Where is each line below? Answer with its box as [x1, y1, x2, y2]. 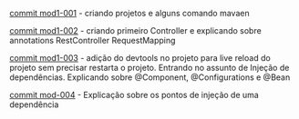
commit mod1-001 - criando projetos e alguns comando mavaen [9, 8, 250, 18]
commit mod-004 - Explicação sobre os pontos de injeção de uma [9, 90, 260, 100]
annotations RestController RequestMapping [9, 35, 176, 45]
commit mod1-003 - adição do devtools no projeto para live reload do [9, 53, 271, 63]
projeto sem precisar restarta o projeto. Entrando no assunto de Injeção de [9, 63, 290, 73]
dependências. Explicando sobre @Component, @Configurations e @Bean [9, 72, 291, 83]
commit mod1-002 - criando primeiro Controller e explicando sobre [9, 25, 262, 35]
